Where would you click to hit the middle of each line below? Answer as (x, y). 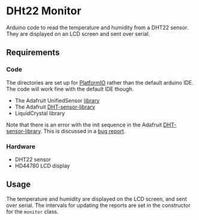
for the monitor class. (32, 211)
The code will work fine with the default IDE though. (70, 89)
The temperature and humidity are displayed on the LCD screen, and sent (97, 199)
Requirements (33, 53)
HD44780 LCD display (42, 166)
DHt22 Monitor (44, 11)
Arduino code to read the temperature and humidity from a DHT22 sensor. (97, 27)
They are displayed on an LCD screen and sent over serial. (78, 33)
